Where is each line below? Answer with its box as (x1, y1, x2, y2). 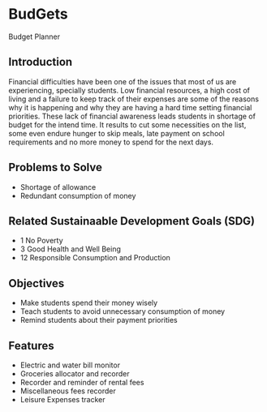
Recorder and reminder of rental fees (19, 378, 144, 387)
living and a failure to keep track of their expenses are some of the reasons (8, 94, 260, 104)
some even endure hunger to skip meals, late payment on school (8, 128, 225, 138)
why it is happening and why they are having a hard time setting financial (8, 102, 252, 112)
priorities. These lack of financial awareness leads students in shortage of (8, 111, 256, 121)
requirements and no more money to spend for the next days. (8, 137, 213, 147)
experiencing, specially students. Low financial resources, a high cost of (8, 85, 250, 95)
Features (8, 338, 54, 353)
